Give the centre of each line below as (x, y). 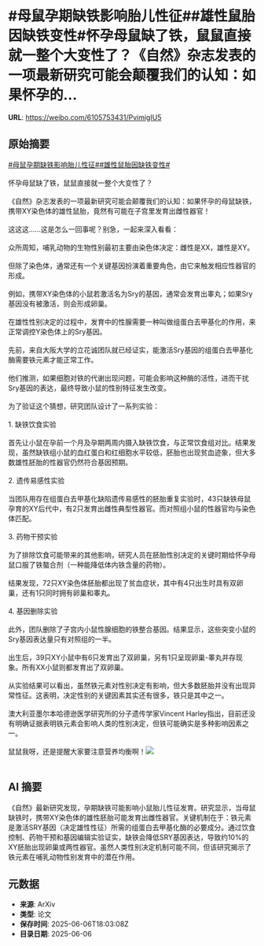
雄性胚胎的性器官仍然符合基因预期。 (73, 462)
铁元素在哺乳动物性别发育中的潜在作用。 (73, 857)
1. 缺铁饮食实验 (32, 424)
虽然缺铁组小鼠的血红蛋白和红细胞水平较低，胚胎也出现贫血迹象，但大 (135, 452)
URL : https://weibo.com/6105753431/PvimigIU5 (85, 117)
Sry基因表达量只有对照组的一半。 (62, 639)
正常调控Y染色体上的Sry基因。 (57, 331)
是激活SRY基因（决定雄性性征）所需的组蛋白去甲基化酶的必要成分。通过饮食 (132, 827)
